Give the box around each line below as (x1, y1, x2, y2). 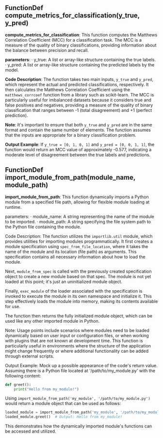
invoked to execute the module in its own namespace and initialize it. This (5, 293, 152, 299)
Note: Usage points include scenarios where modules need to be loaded (5, 327, 149, 333)
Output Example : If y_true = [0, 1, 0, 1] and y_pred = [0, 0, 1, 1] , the (5, 141, 155, 147)
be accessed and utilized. (5, 428, 57, 434)
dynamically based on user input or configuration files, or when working (5, 332, 149, 338)
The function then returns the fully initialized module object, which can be (5, 313, 153, 319)
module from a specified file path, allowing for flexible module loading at (5, 199, 150, 205)
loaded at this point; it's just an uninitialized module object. (5, 279, 123, 284)
